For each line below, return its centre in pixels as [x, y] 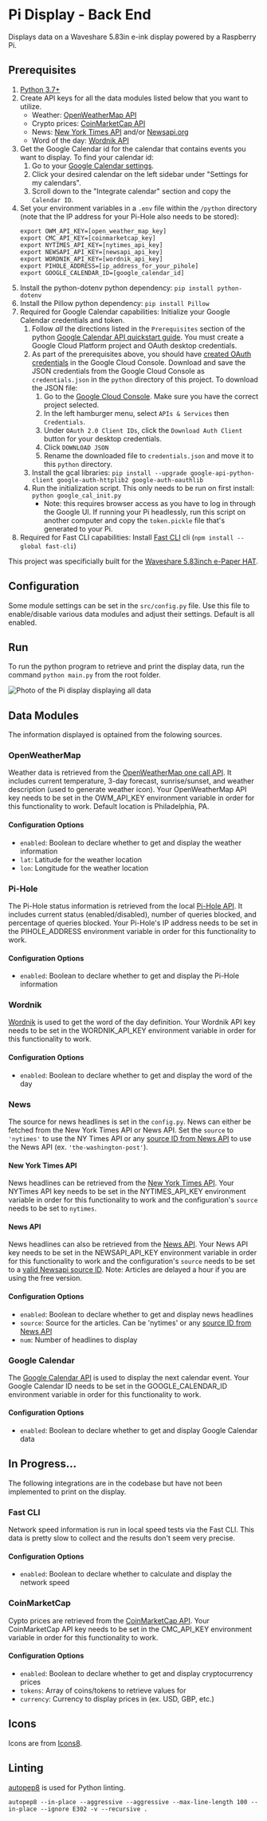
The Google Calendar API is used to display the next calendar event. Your [129, 1377]
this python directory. [78, 464]
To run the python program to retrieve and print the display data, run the [126, 666]
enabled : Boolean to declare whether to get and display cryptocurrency [136, 1673]
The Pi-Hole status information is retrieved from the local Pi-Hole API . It [126, 905]
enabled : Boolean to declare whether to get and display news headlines [136, 1314]
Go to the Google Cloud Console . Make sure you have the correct [151, 396]
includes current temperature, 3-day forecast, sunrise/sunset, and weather [132, 781]
